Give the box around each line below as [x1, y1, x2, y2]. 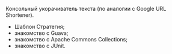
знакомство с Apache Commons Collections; [14, 36, 127, 43]
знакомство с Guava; [14, 29, 69, 37]
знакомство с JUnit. [14, 42, 66, 49]
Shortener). [5, 11, 34, 19]
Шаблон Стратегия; [14, 23, 65, 30]
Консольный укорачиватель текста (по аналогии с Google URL [5, 5, 167, 12]
